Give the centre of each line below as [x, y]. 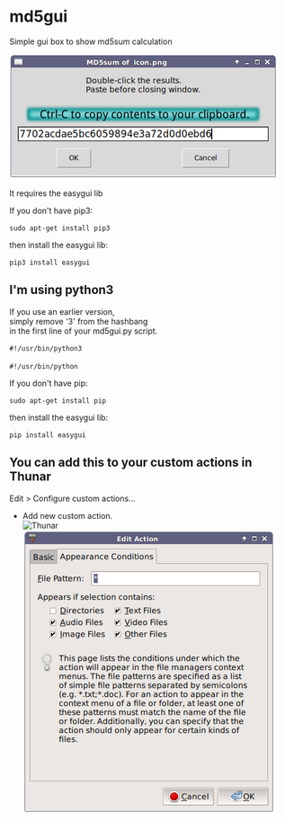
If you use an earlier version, [62, 311]
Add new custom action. [67, 515]
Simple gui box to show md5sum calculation [91, 41]
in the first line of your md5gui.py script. [84, 331]
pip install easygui [48, 435]
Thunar [30, 477]
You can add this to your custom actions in [131, 463]
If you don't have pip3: [51, 210]
